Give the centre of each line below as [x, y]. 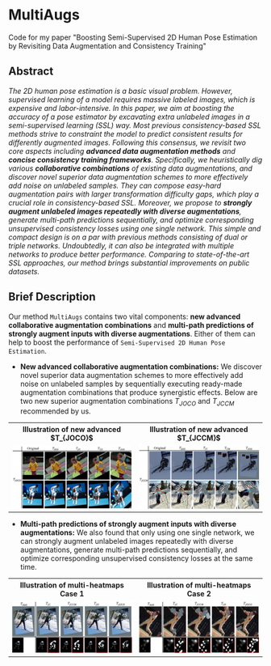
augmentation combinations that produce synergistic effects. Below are [139, 392]
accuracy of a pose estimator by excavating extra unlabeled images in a [129, 117]
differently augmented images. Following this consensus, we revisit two [127, 142]
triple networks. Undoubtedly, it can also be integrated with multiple [121, 245]
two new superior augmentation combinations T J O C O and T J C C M [127, 402]
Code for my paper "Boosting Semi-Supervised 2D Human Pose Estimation [133, 37]
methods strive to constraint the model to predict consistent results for [126, 134]
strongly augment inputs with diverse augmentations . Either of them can [132, 333]
